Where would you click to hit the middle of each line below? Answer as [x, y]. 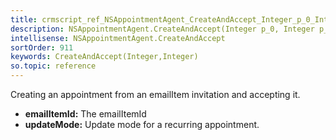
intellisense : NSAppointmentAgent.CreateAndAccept [118, 38]
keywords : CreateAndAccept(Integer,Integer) [104, 57]
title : [24, 19]
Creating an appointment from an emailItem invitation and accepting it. [155, 94]
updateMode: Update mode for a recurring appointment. [142, 124]
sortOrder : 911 [42, 47]
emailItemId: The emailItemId [85, 114]
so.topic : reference [53, 66]
